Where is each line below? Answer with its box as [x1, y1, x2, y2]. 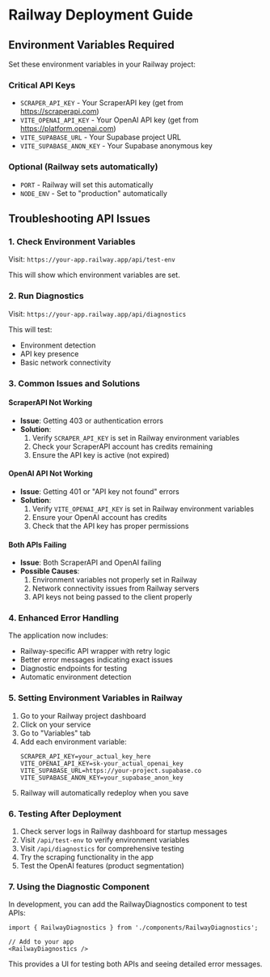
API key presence [19, 348, 79, 358]
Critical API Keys [8, 79, 76, 91]
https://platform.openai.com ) [19, 124, 116, 134]
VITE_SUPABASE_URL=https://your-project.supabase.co [19, 766, 202, 774]
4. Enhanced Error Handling [8, 612, 120, 624]
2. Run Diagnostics [8, 290, 84, 301]
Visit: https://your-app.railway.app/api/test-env [8, 254, 175, 264]
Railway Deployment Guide [8, 6, 194, 24]
